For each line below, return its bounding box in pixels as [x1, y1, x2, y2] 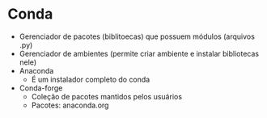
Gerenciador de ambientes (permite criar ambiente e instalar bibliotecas [19, 48, 260, 58]
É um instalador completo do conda [31, 74, 150, 84]
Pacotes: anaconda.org [31, 100, 109, 110]
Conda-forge [19, 82, 63, 93]
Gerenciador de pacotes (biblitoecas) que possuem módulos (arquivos [19, 32, 256, 41]
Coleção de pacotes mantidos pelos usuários [31, 91, 183, 101]
